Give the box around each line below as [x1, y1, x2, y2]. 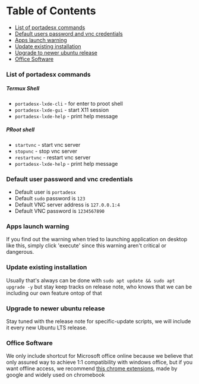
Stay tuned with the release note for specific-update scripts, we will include [6, 317, 191, 325]
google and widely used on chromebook [6, 372, 105, 379]
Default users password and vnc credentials [14, 30, 123, 37]
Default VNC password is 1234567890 [14, 207, 105, 215]
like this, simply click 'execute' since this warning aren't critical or [6, 242, 167, 249]
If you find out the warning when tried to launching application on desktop [6, 236, 188, 243]
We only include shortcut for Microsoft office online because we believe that [6, 352, 193, 360]
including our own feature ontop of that [6, 289, 102, 297]
